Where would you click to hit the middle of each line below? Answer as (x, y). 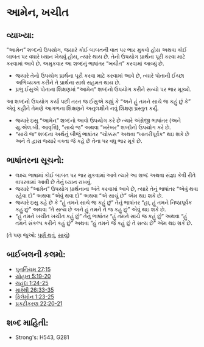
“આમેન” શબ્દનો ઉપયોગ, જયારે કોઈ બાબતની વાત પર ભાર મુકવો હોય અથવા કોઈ (97, 50)
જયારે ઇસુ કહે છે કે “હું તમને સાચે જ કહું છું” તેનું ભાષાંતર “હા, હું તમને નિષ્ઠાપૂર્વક (104, 202)
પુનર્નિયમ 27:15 (33, 269)
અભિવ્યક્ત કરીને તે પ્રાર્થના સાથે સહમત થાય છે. (68, 82)
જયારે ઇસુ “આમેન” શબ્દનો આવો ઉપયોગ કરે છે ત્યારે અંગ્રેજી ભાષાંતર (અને (98, 120)
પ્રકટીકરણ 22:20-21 (39, 303)
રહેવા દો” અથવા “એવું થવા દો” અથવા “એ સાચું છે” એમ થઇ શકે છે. (89, 195)
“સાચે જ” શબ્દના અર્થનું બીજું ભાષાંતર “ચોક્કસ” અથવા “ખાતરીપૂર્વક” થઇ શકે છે (102, 134)
